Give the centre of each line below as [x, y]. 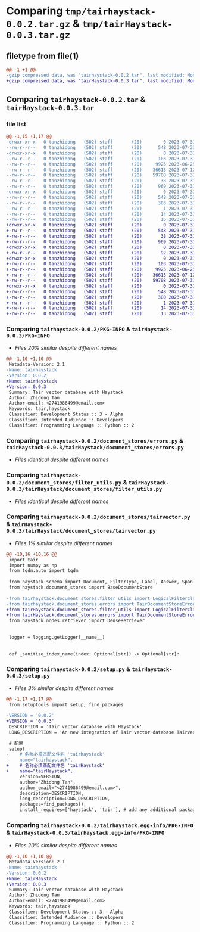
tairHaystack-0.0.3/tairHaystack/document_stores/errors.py [95, 447]
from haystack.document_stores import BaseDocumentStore [81, 588]
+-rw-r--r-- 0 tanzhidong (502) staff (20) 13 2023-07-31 [101, 314]
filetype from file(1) [43, 56]
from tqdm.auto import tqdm [43, 571]
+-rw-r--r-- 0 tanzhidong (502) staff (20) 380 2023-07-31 [101, 297]
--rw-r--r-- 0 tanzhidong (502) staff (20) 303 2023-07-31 [101, 203]
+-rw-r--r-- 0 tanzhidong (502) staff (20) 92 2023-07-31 [101, 253]
